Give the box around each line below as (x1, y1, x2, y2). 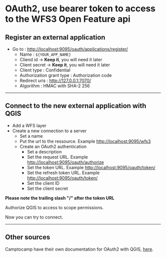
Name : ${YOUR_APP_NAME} (19, 51, 71, 57)
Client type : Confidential (19, 67, 71, 73)
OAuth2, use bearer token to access (5, 3, 156, 14)
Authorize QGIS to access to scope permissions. (5, 204, 104, 210)
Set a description (27, 148, 62, 154)
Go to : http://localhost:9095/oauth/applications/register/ (12, 46, 128, 52)
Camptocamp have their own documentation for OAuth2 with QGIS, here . (5, 246, 154, 252)
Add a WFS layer (12, 122, 47, 128)
